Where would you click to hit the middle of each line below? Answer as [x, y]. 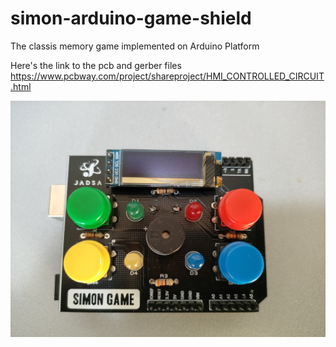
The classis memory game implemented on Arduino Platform [135, 46]
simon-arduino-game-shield [131, 18]
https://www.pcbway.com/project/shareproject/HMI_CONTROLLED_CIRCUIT [167, 76]
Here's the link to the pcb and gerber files [96, 65]
